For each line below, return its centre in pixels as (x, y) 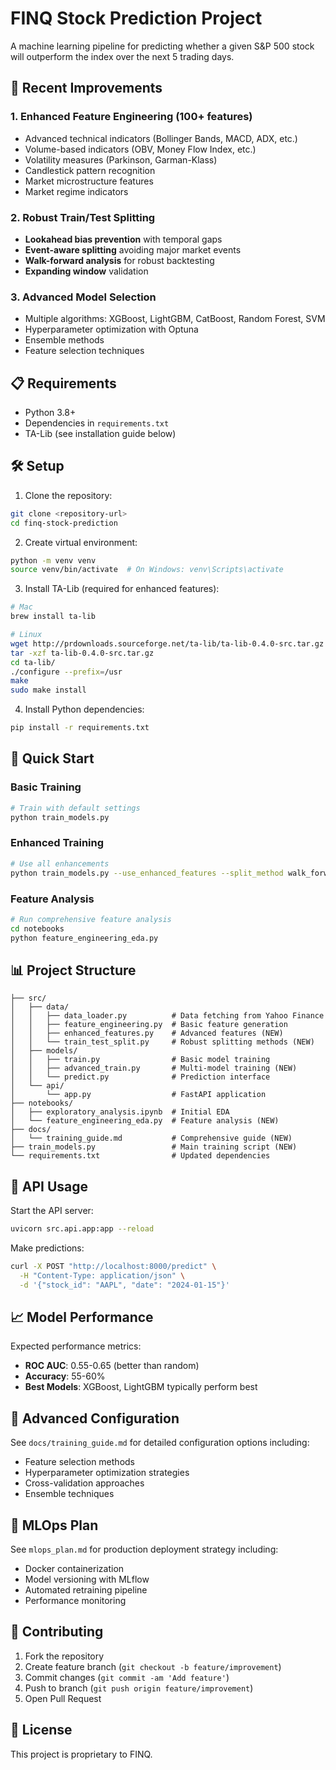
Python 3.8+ (50, 413)
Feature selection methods (79, 1462)
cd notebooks (37, 928)
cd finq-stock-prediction (64, 523)
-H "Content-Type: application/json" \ (102, 1275)
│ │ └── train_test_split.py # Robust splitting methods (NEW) (162, 1042)
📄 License (41, 1730)
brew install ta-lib (53, 617)
